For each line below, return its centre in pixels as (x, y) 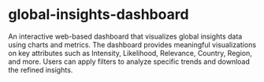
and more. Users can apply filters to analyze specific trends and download (129, 61)
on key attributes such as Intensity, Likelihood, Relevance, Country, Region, (130, 53)
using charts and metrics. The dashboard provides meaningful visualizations (132, 44)
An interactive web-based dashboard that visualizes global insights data (125, 36)
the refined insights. (41, 69)
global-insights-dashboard (99, 15)
